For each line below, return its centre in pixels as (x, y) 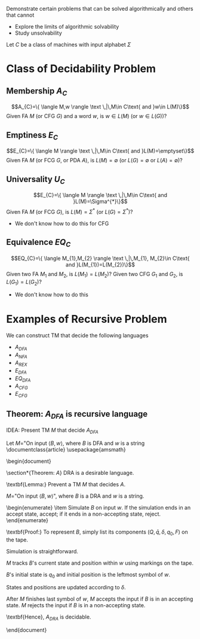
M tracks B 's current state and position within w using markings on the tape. (100, 563)
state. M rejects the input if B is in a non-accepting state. (76, 605)
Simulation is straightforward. (42, 551)
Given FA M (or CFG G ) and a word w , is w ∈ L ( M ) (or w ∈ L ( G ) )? (87, 116)
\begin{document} (29, 461)
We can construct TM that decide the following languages (77, 335)
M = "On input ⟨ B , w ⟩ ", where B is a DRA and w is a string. (75, 496)
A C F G (21, 387)
